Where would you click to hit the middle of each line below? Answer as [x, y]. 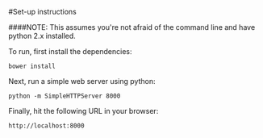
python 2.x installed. [42, 36]
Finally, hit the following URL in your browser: [83, 111]
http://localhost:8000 [46, 126]
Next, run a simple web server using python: [82, 81]
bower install [32, 66]
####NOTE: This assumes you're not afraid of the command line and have [132, 27]
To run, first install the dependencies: [70, 51]
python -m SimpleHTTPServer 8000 [65, 96]
